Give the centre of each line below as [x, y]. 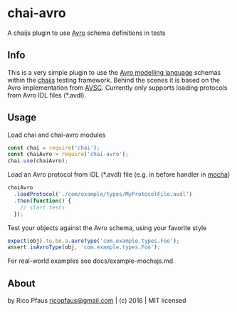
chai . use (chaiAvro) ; [38, 161]
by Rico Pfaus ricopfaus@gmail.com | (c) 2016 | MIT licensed [97, 301]
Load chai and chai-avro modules [57, 135]
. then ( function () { [43, 201]
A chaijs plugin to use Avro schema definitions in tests [86, 33]
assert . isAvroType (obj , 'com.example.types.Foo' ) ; [84, 247]
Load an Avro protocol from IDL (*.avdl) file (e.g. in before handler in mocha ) [119, 175]
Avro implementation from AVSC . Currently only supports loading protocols [117, 88]
